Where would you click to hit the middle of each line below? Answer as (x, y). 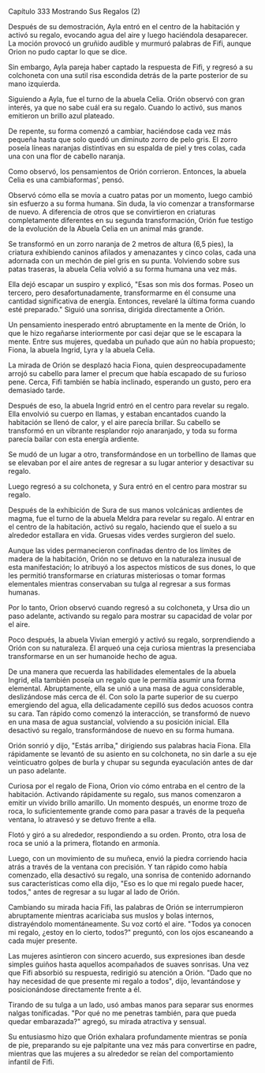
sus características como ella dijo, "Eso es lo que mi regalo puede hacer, (126, 883)
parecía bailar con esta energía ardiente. (74, 439)
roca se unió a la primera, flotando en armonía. (84, 843)
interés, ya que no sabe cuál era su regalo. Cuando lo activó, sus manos (125, 107)
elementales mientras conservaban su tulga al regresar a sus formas (119, 584)
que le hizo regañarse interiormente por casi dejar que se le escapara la (125, 333)
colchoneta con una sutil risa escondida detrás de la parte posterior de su (128, 75)
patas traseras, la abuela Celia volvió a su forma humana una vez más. (123, 269)
